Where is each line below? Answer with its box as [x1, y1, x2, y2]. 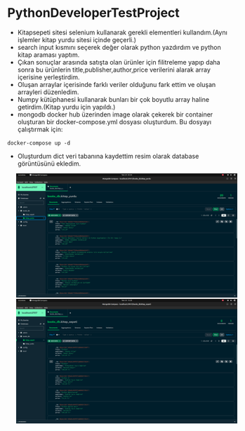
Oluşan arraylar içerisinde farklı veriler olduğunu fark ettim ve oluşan [17, 80, 216, 88]
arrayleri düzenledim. [17, 88, 79, 96]
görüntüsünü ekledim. [17, 159, 81, 168]
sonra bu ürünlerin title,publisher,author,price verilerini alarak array [17, 65, 211, 74]
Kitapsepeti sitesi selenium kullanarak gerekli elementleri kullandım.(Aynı [17, 28, 228, 37]
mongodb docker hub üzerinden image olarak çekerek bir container [17, 110, 213, 119]
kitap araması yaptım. [17, 51, 80, 59]
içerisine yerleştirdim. [17, 72, 80, 81]
